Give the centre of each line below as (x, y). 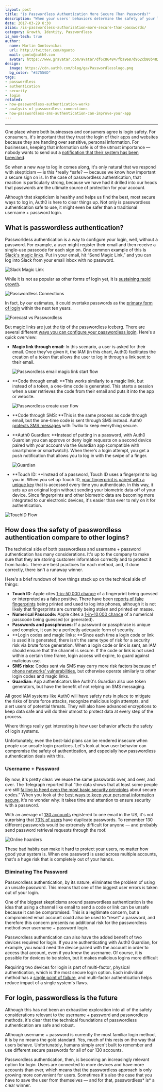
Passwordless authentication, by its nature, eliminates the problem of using (80, 882)
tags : (10, 77)
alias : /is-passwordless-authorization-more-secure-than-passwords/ (76, 28)
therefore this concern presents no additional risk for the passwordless (76, 923)
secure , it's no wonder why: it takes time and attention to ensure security (78, 800)
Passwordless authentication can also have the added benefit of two (73, 937)
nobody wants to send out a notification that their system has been (72, 152)
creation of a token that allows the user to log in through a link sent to (81, 357)
